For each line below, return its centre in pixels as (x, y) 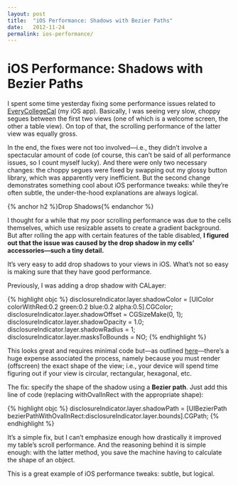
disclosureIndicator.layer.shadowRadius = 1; (71, 329)
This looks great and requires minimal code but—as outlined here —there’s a (118, 351)
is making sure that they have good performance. (80, 272)
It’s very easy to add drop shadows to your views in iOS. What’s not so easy (118, 264)
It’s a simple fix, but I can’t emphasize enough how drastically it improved (114, 437)
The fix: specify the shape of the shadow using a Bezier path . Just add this (118, 387)
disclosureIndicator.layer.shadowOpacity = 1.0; (76, 322)
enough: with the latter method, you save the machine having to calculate (115, 452)
